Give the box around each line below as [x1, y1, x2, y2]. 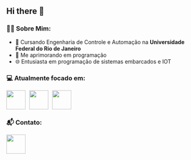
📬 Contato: [6, 118, 42, 126]
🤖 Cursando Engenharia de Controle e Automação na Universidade [15, 38, 185, 46]
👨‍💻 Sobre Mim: [6, 24, 51, 33]
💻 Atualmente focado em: [6, 74, 85, 82]
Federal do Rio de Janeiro [15, 45, 81, 52]
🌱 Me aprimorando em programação [15, 51, 107, 59]
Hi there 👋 [6, 6, 45, 16]
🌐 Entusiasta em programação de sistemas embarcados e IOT [15, 57, 171, 65]
